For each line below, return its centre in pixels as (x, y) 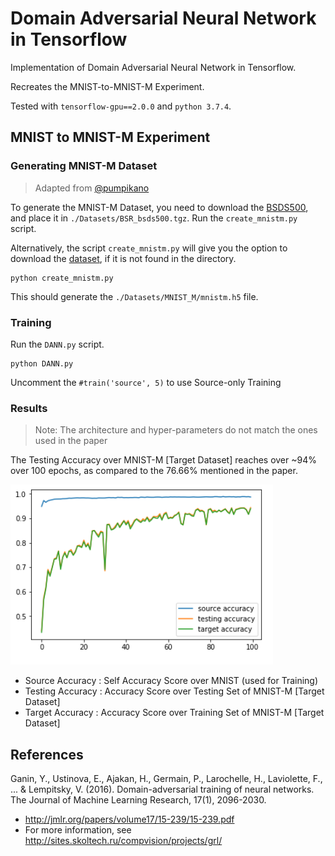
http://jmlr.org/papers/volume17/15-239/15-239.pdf (129, 819)
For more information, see (78, 830)
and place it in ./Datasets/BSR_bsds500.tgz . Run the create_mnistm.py (154, 218)
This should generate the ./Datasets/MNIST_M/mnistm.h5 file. (134, 296)
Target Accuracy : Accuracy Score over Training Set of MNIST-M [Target (174, 713)
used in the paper (71, 441)
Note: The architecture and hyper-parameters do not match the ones (176, 430)
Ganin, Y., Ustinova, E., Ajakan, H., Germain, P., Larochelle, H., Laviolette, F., (166, 779)
